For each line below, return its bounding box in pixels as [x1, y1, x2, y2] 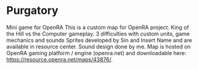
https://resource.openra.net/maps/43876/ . [6, 56, 113, 63]
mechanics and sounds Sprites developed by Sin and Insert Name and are [6, 36, 193, 44]
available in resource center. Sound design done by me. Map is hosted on [6, 43, 191, 50]
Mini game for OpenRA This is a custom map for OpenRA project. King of [6, 24, 189, 31]
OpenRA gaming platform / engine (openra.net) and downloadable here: [6, 49, 187, 56]
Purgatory [6, 4, 59, 18]
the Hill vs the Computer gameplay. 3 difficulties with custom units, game [6, 30, 190, 37]
